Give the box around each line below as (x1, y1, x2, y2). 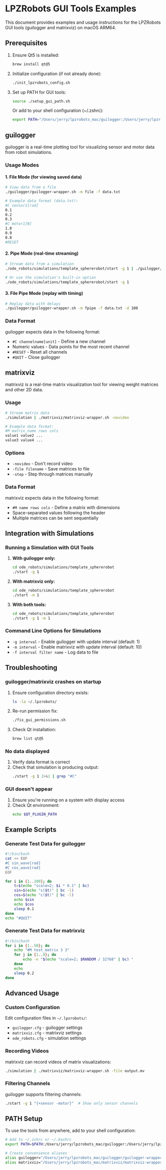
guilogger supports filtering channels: (5, 1091, 82, 1097)
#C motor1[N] (5, 221, 32, 227)
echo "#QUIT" (5, 916, 32, 921)
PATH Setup (5, 1115, 43, 1123)
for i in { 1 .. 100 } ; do (5, 879, 52, 884)
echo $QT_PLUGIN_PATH (12, 812, 57, 817)
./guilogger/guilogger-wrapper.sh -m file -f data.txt (5, 189, 121, 194)
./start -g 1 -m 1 (12, 615, 50, 621)
